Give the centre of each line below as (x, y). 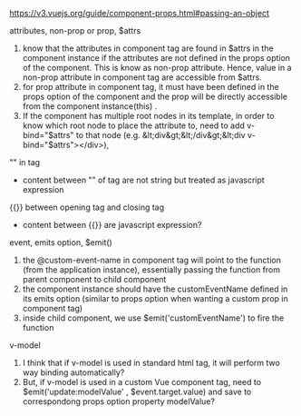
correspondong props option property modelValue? (119, 401)
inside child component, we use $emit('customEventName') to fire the (153, 318)
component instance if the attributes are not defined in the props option (156, 58)
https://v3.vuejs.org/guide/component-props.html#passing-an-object (140, 13)
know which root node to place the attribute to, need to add (133, 125)
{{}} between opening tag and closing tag (87, 207)
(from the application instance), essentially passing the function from (151, 270)
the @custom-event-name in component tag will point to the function (151, 260)
